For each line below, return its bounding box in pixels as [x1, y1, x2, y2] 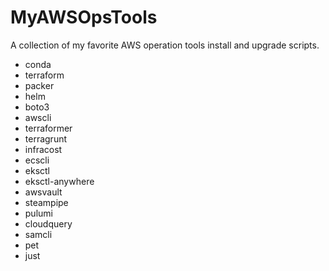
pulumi [24, 207, 53, 219]
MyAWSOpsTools [10, 6, 158, 29]
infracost [24, 143, 63, 155]
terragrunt [24, 132, 68, 145]
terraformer [24, 122, 73, 134]
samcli [24, 228, 53, 240]
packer [24, 79, 55, 91]
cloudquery [24, 217, 73, 230]
